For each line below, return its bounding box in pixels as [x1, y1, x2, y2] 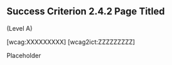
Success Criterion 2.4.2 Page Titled [6, 6, 165, 17]
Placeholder [6, 51, 41, 59]
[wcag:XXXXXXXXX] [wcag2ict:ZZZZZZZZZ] [6, 38, 136, 46]
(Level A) [6, 24, 33, 32]
